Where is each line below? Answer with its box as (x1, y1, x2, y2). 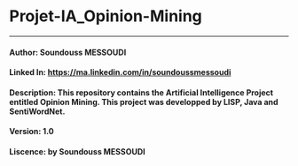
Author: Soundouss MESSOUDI (9, 47, 127, 57)
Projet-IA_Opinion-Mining (9, 6, 202, 26)
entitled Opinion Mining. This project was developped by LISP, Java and (9, 96, 278, 107)
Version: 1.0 (9, 126, 55, 137)
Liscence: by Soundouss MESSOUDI (9, 146, 145, 156)
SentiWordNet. (9, 106, 66, 117)
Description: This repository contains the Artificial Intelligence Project (9, 87, 273, 98)
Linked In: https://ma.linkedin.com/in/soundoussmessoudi (9, 67, 231, 78)
